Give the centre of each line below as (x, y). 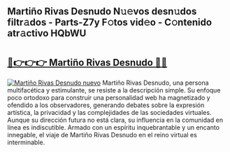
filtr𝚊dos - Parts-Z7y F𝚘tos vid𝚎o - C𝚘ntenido (109, 23)
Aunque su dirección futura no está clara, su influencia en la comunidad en (115, 120)
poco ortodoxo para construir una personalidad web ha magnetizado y (109, 98)
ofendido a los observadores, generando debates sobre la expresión (106, 105)
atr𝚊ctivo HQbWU (47, 33)
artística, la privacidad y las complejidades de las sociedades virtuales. (109, 112)
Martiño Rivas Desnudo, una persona (156, 83)
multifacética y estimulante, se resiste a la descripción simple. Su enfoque (114, 90)
